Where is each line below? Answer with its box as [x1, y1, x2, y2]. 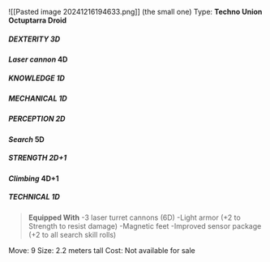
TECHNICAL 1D [8, 192, 61, 202]
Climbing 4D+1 [8, 174, 59, 183]
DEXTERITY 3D [8, 34, 61, 44]
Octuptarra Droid [8, 15, 67, 25]
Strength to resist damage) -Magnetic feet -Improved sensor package [28, 221, 262, 230]
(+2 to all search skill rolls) [28, 230, 117, 239]
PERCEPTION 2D [8, 114, 66, 124]
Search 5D [8, 134, 45, 144]
